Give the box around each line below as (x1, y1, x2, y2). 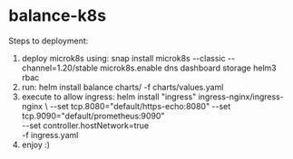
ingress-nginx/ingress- (198, 91, 285, 102)
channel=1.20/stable (21, 62, 99, 73)
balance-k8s (8, 5, 106, 26)
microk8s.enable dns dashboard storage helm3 (100, 62, 278, 73)
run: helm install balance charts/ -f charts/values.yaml (21, 81, 224, 92)
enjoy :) (21, 139, 51, 150)
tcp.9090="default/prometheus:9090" (21, 110, 165, 121)
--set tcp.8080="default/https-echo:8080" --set (49, 100, 231, 111)
